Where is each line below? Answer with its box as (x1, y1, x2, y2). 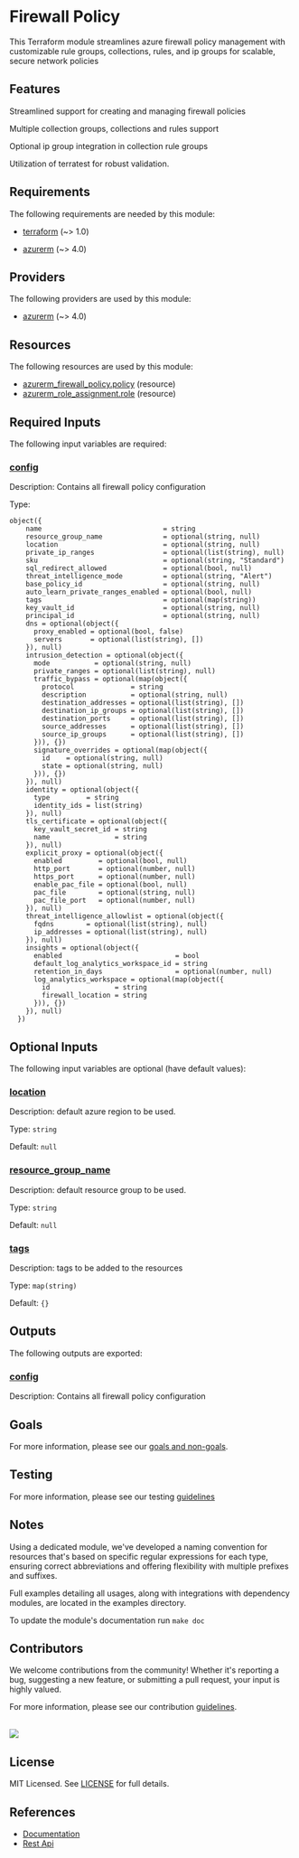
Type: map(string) (9, 1281, 78, 1290)
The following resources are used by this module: (9, 361, 194, 372)
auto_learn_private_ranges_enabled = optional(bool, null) (25, 587, 253, 597)
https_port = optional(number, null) (33, 872, 196, 882)
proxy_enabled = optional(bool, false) (33, 627, 183, 636)
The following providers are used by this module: (9, 294, 192, 305)
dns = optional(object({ (25, 619, 119, 629)
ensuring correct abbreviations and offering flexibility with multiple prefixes (9, 1561, 289, 1572)
